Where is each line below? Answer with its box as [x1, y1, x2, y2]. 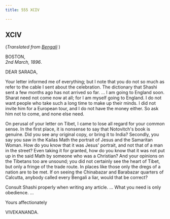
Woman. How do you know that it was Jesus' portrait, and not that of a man [5, 142, 163, 148]
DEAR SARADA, [5, 69, 38, 75]
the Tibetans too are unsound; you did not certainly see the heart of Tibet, [5, 158, 160, 164]
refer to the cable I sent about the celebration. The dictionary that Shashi [5, 84, 157, 90]
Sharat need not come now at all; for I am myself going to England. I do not [5, 95, 162, 101]
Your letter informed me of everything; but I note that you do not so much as [5, 79, 165, 85]
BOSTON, [5, 54, 25, 60]
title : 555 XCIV [5, 7, 40, 13]
